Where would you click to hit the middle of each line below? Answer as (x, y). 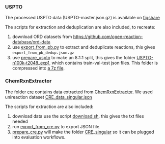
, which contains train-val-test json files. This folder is (103, 63)
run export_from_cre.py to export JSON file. (56, 126)
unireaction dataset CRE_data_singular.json (49, 97)
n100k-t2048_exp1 (31, 63)
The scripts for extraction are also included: (49, 107)
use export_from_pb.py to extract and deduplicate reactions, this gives (84, 47)
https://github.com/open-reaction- (108, 37)
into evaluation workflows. (39, 137)
